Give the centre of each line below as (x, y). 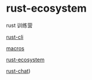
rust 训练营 (19, 25)
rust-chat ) (18, 71)
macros (15, 48)
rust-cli (15, 37)
